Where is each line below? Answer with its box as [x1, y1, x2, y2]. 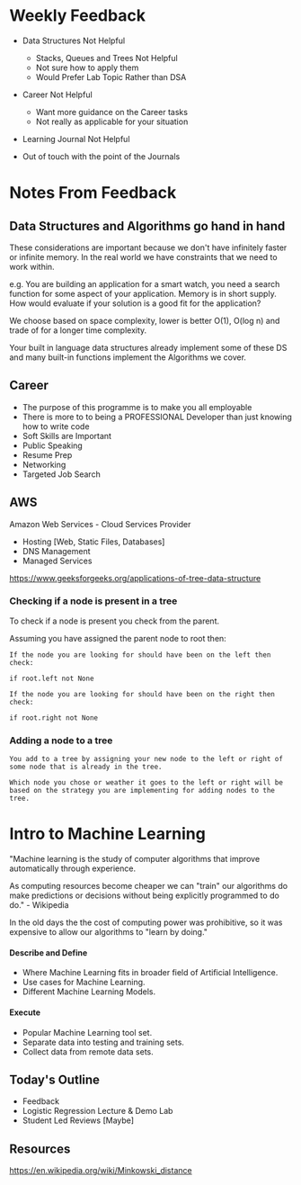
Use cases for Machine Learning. [22, 977, 146, 988]
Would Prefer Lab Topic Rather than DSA [35, 71, 187, 82]
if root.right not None [9, 713, 99, 723]
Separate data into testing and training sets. [22, 1037, 184, 1047]
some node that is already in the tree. [9, 762, 164, 772]
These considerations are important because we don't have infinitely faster [9, 242, 288, 253]
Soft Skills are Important [22, 430, 112, 441]
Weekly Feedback [9, 5, 146, 26]
